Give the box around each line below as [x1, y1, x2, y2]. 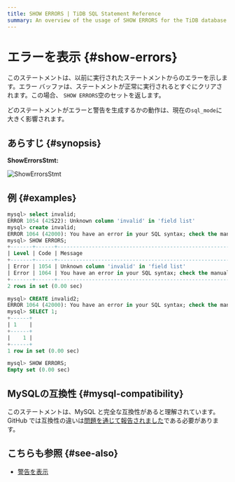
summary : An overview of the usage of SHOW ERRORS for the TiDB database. [7, 17, 230, 24]
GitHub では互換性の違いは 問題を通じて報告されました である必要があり [7, 416, 213, 425]
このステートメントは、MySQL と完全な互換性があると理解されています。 [7, 408, 220, 415]
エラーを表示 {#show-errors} [7, 49, 178, 65]
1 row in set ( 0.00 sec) [7, 347, 80, 354]
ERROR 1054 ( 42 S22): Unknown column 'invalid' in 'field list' [7, 217, 196, 224]
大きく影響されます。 [7, 115, 69, 123]
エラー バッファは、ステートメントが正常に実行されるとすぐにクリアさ [18, 82, 223, 91]
